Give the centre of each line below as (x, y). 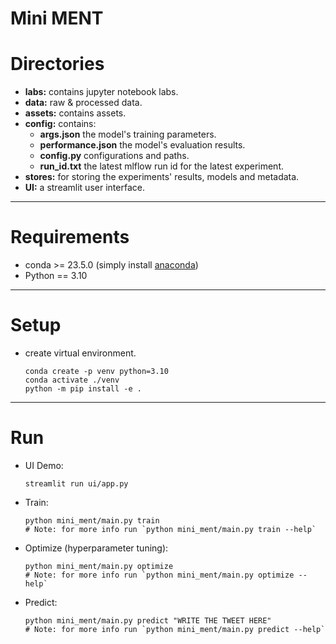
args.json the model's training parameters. (128, 134)
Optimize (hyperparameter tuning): (96, 548)
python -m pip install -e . (83, 389)
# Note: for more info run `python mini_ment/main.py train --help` (170, 529)
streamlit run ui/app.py (76, 483)
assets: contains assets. (75, 113)
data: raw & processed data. (83, 103)
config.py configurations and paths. (114, 156)
